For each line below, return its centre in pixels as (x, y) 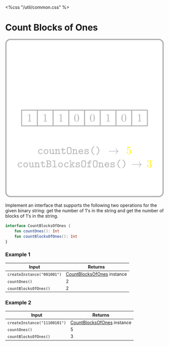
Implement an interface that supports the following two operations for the (81, 205)
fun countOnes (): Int (37, 231)
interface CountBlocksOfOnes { (38, 226)
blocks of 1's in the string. (32, 216)
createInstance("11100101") (37, 323)
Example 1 (18, 254)
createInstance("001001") (34, 275)
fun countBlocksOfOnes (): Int (46, 236)
